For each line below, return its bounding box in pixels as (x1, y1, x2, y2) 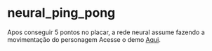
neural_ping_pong (7, 5, 116, 21)
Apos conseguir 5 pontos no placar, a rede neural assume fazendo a (7, 28, 205, 36)
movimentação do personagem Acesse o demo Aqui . (7, 35, 161, 43)
